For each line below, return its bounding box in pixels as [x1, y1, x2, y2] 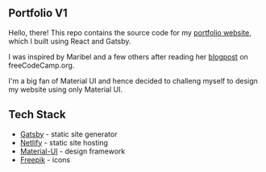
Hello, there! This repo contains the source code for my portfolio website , [8, 27, 252, 37]
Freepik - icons [19, 154, 71, 164]
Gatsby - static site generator [19, 129, 118, 139]
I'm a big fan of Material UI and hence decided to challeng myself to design [8, 76, 258, 85]
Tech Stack [8, 108, 66, 121]
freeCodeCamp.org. [8, 60, 75, 70]
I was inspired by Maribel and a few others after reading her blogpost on [8, 51, 248, 61]
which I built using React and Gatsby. [8, 36, 131, 46]
